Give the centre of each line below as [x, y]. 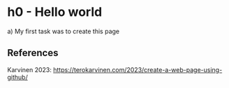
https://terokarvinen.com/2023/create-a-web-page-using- [138, 69]
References [33, 53]
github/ [17, 77]
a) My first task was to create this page [64, 31]
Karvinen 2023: [30, 69]
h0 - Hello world [55, 12]
